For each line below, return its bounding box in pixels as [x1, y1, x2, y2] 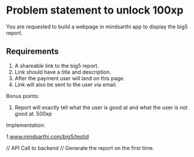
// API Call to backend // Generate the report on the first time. [6, 144, 155, 151]
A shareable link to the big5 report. [14, 62, 99, 69]
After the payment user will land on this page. [14, 74, 125, 81]
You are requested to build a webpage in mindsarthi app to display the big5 [6, 23, 188, 30]
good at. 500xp [14, 110, 52, 117]
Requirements [6, 47, 59, 57]
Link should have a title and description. [14, 68, 112, 76]
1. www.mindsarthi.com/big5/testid [6, 133, 89, 140]
